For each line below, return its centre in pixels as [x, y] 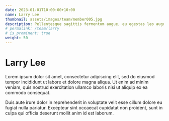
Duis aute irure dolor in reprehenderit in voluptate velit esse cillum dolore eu [84, 102]
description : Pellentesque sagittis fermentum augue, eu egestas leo [80, 24]
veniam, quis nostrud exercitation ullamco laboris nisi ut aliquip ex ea [76, 87]
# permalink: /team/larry [32, 29]
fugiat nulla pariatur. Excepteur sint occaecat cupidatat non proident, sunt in [84, 107]
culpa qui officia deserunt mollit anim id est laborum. [60, 113]
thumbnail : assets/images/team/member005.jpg [54, 19]
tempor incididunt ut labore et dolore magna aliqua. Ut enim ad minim [77, 82]
